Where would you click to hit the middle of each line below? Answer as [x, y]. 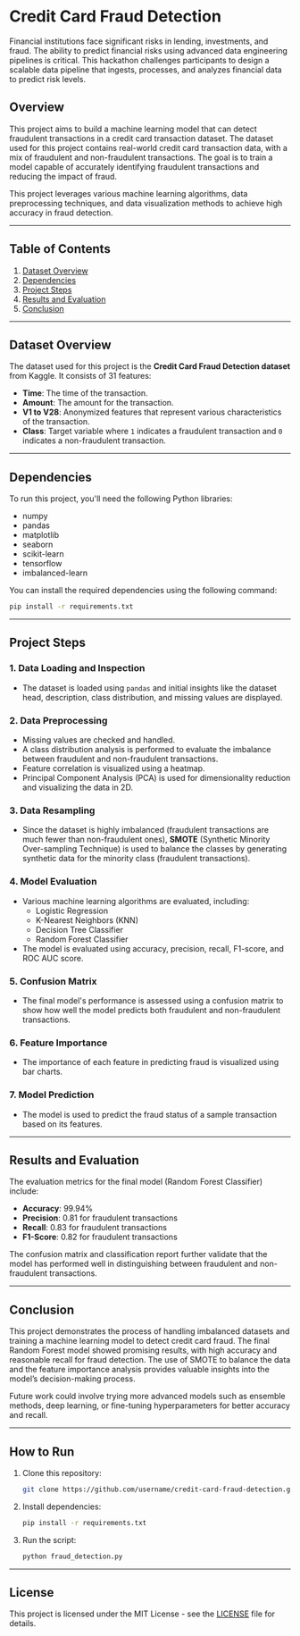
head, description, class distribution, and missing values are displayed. [152, 697]
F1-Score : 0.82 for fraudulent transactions [100, 1237]
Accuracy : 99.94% [58, 1209]
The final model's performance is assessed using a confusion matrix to [153, 1000]
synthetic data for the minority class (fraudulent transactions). [136, 859]
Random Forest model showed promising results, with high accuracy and [143, 1350]
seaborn [37, 545]
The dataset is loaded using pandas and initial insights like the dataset [149, 688]
